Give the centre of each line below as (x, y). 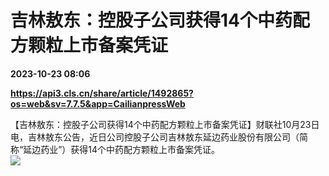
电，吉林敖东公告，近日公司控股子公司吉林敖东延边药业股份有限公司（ (155, 137)
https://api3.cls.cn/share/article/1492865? (102, 93)
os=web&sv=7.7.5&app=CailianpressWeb (98, 103)
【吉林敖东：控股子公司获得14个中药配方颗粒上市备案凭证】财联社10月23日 (165, 124)
